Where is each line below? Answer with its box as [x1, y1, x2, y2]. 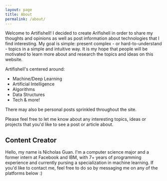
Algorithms [12, 87, 35, 92]
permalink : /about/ [5, 16, 46, 21]
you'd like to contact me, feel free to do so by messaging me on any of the [5, 165, 158, 171]
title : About [5, 12, 32, 17]
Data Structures [12, 91, 45, 97]
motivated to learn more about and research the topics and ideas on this [5, 51, 154, 57]
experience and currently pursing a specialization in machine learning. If [5, 160, 154, 166]
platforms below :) [5, 170, 43, 177]
